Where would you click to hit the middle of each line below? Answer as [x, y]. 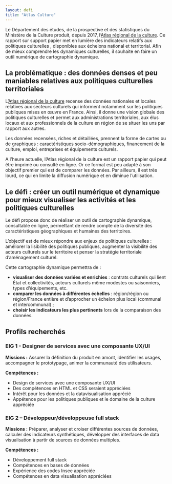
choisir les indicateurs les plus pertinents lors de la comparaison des [87, 310]
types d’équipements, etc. [40, 288]
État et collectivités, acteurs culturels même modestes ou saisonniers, [86, 283]
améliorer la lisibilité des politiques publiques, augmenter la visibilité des [81, 246]
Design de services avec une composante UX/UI [64, 382]
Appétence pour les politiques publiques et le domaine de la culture [84, 399]
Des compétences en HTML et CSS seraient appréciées [71, 388]
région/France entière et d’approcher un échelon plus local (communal [87, 299]
